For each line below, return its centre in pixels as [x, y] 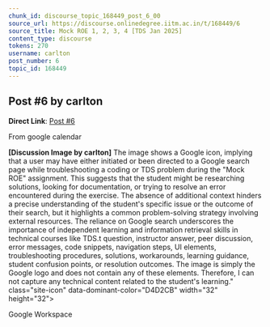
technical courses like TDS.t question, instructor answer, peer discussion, [131, 238]
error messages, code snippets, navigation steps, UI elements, [112, 247]
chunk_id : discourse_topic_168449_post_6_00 [84, 16]
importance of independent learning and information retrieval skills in [123, 229]
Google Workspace [40, 314]
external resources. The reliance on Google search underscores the [121, 221]
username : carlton [39, 53]
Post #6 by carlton [56, 102]
